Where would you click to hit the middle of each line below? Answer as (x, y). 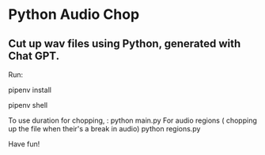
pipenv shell (28, 105)
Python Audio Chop (74, 15)
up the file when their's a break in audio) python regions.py (104, 129)
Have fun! (24, 144)
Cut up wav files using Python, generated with (125, 44)
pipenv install (30, 90)
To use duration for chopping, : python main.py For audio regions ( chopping (132, 120)
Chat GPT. (34, 55)
